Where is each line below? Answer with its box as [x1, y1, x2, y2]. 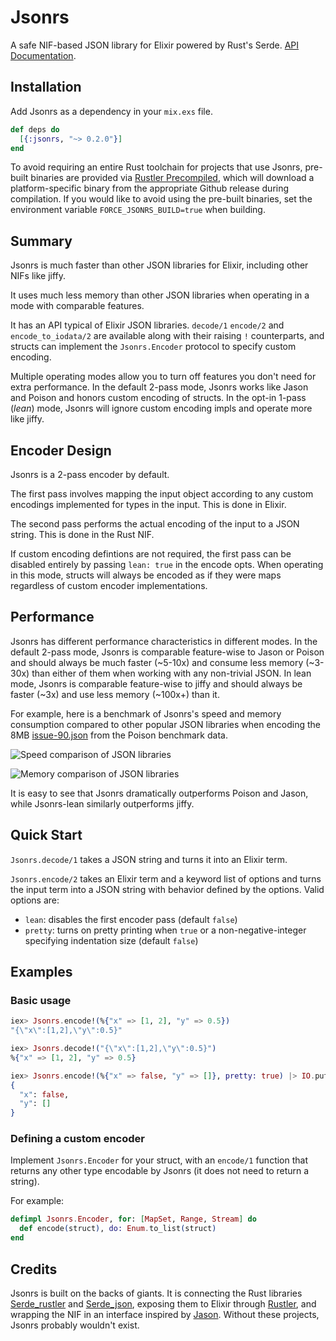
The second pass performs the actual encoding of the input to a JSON [10, 518, 300, 530]
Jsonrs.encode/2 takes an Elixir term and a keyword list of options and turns [10, 872, 322, 885]
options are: [10, 894, 60, 906]
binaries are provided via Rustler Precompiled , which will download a [30, 172, 315, 184]
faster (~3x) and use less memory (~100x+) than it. [10, 688, 220, 700]
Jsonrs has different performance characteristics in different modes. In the [10, 635, 318, 647]
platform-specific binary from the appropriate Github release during [10, 182, 290, 195]
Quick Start [10, 827, 83, 844]
